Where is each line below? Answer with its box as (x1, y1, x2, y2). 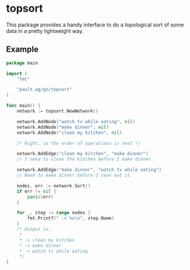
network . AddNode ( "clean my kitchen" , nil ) (16, 130, 122, 136)
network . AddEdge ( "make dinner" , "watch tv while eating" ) (16, 167, 162, 173)
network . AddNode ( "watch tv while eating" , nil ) (16, 119, 135, 124)
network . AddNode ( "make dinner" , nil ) (16, 124, 109, 130)
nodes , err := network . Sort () (16, 183, 91, 189)
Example (6, 45, 39, 55)
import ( (6, 70, 28, 76)
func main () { (6, 103, 41, 109)
